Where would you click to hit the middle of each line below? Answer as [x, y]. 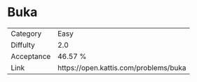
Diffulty [23, 45]
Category [26, 34]
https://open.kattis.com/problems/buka [122, 67]
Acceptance [31, 56]
